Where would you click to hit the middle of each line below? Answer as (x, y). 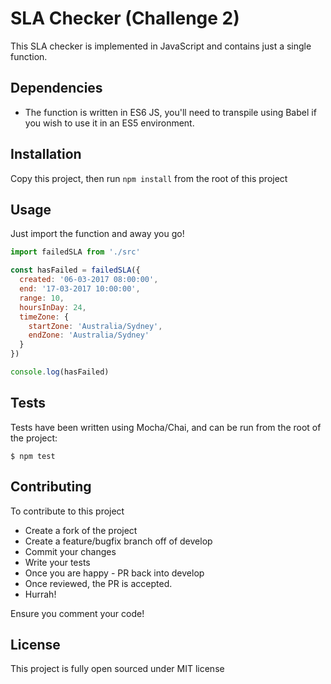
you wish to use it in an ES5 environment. (109, 123)
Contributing (51, 487)
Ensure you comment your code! (77, 613)
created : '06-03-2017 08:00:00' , (89, 280)
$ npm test (33, 456)
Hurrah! (40, 594)
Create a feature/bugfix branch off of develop (118, 541)
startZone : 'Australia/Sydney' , (95, 326)
